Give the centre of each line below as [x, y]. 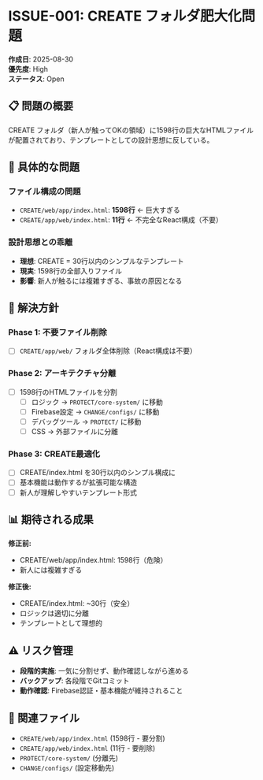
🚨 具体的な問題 [44, 167]
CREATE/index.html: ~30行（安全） [77, 604]
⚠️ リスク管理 [41, 650]
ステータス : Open [36, 79]
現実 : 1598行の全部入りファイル [71, 271]
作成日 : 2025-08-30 [41, 59]
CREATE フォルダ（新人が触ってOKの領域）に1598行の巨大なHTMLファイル [131, 130]
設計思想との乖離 [41, 243]
